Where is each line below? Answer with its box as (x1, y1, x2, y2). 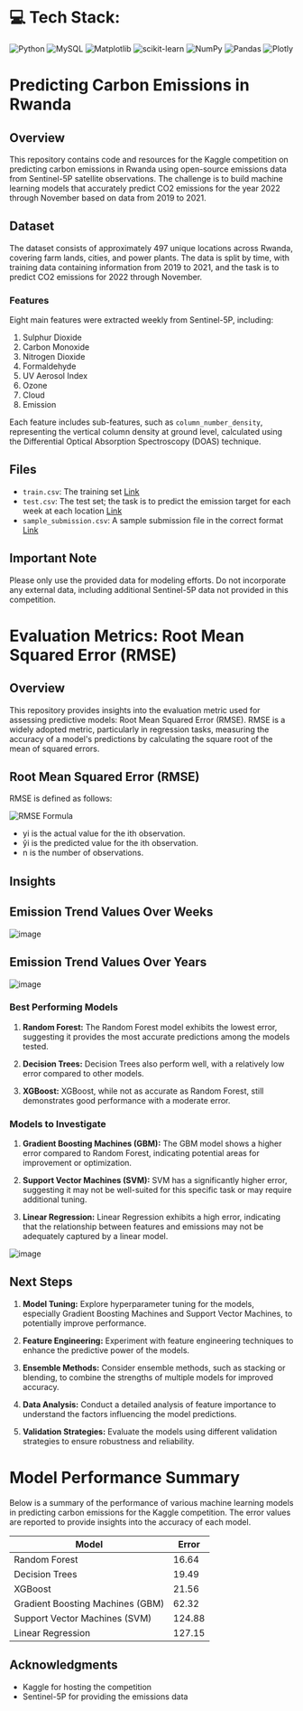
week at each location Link (22, 505, 123, 516)
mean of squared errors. (9, 743, 100, 754)
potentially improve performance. (22, 1317, 147, 1329)
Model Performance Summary (9, 1468, 241, 1488)
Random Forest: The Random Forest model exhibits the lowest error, (22, 1021, 278, 1032)
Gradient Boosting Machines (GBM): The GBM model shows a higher (22, 1138, 282, 1149)
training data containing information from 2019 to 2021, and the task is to (9, 261, 280, 272)
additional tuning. (22, 1194, 87, 1205)
